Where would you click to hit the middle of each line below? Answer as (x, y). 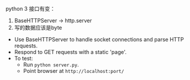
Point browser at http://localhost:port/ (73, 71)
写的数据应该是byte (38, 28)
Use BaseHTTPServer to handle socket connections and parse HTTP (99, 39)
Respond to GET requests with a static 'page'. (70, 52)
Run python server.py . (51, 65)
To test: (24, 58)
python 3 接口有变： (30, 9)
